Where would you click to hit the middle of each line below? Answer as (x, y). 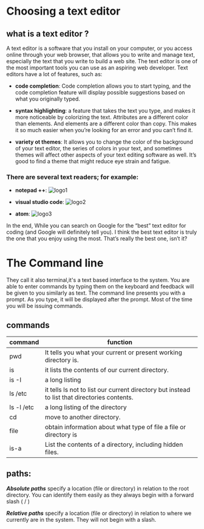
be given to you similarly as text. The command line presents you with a (96, 293)
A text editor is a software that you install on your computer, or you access (99, 48)
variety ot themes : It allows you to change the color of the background (104, 142)
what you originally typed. (48, 99)
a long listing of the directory (86, 407)
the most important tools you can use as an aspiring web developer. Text (97, 68)
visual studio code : (40, 202)
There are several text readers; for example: (73, 177)
